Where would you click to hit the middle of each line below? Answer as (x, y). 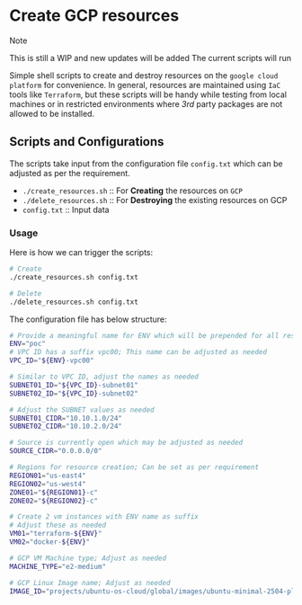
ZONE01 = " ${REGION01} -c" (54, 492)
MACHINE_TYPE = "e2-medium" (58, 566)
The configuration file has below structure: (89, 319)
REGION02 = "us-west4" (48, 484)
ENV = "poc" (28, 344)
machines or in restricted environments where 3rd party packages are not (146, 103)
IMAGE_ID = (28, 591)
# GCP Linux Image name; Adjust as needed (90, 583)
